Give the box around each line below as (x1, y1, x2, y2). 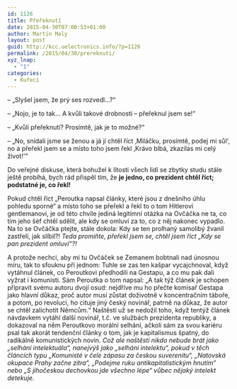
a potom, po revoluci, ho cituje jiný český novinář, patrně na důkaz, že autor (7, 298, 228, 307)
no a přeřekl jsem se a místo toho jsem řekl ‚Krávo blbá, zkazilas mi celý (7, 145, 216, 153)
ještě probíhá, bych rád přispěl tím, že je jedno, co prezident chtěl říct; (7, 173, 214, 181)
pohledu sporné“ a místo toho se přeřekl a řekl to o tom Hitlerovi (7, 202, 194, 210)
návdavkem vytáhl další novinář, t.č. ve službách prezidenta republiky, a (7, 313, 217, 322)
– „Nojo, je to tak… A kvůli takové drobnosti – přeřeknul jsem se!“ (7, 109, 196, 118)
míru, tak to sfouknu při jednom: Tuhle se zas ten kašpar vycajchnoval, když (7, 261, 229, 269)
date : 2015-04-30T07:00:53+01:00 (7, 23, 106, 30)
